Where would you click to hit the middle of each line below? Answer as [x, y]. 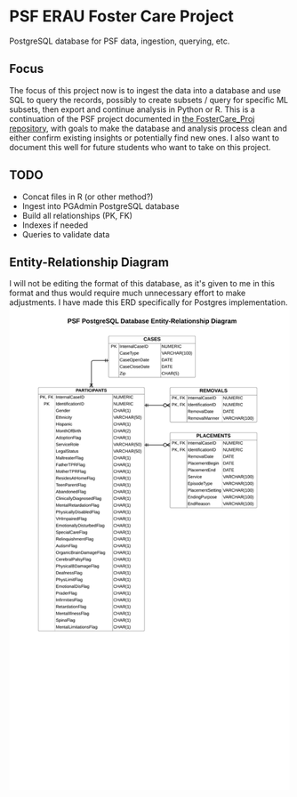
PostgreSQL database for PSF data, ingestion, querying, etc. [120, 41]
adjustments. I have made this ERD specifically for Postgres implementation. [148, 302]
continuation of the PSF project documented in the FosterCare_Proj [132, 118]
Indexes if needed [55, 225]
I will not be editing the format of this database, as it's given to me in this [142, 284]
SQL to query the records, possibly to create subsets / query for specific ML [149, 100]
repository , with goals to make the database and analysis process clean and [148, 128]
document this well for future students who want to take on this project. [140, 147]
